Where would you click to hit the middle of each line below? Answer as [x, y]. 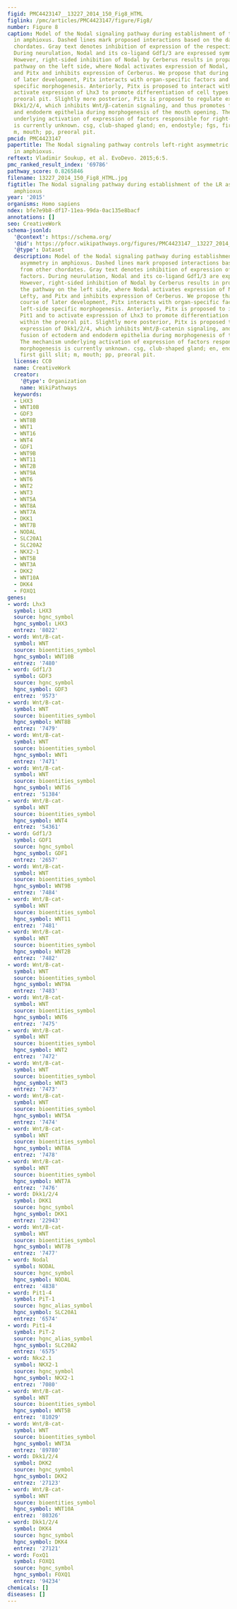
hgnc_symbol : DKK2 [41, 1476]
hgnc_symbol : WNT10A [44, 1509]
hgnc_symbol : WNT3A [42, 1443]
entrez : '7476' [36, 1188]
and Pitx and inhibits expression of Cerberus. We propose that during [121, 73]
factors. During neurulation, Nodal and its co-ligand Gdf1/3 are [120, 276]
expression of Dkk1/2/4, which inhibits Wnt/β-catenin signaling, [120, 329]
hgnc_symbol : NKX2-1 [44, 1378]
